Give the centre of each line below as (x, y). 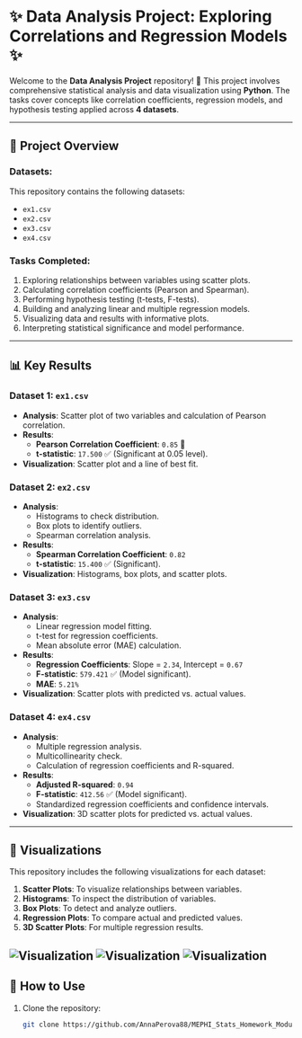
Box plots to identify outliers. (89, 525)
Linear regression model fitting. (94, 626)
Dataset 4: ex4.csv (50, 717)
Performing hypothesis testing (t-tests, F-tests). (111, 299)
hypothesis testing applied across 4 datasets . (94, 109)
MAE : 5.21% (57, 684)
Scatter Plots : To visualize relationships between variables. (132, 889)
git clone (41, 1025)
